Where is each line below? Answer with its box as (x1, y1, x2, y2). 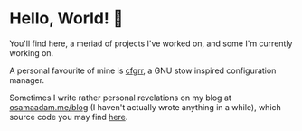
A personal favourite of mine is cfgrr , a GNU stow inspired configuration (9, 65, 277, 76)
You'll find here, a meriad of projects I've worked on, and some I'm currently (9, 38, 293, 49)
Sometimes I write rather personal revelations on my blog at (9, 92, 232, 103)
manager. (9, 74, 45, 85)
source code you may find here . (9, 111, 128, 122)
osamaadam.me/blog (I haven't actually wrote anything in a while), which (9, 101, 282, 112)
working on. (9, 47, 54, 58)
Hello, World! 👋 (9, 8, 124, 29)
